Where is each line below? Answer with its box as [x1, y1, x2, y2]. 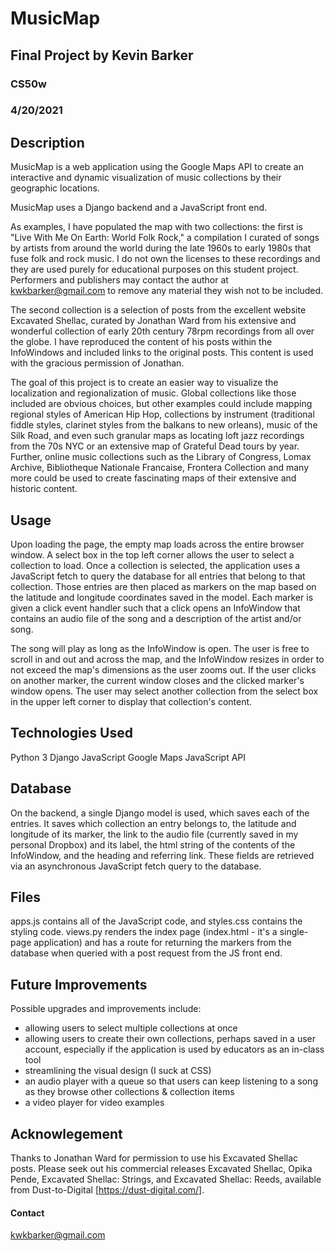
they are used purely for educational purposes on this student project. [10, 263, 299, 276]
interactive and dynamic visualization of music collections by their [10, 172, 282, 184]
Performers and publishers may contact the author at [10, 274, 229, 286]
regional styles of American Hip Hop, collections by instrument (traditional [10, 408, 315, 421]
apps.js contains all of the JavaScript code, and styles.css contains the [10, 915, 303, 927]
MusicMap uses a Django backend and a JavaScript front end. [10, 202, 268, 214]
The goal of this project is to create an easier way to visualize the [10, 377, 279, 389]
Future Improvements [10, 976, 148, 993]
